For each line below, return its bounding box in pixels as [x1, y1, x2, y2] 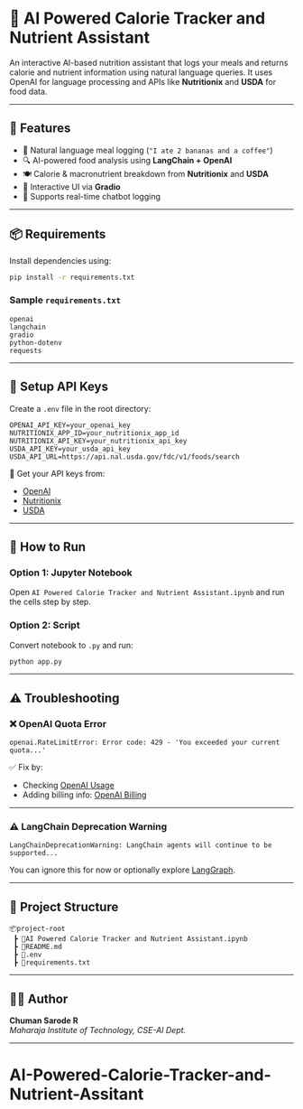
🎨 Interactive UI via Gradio [22, 181, 121, 192]
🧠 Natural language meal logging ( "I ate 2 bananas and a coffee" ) [22, 144, 273, 155]
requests [9, 346, 42, 355]
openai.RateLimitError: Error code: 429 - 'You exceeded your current [9, 738, 280, 748]
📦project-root [9, 925, 66, 934]
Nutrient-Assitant [9, 1084, 144, 1104]
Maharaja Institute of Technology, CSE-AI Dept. [9, 1025, 187, 1036]
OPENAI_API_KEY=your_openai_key [9, 420, 131, 430]
